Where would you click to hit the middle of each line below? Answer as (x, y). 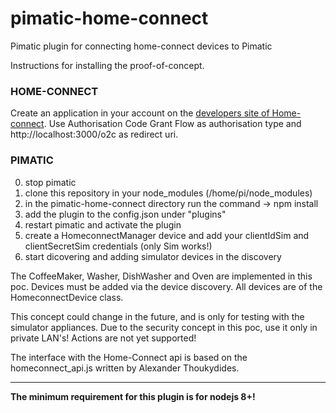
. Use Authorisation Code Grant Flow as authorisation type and (172, 124)
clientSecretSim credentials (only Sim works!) (118, 246)
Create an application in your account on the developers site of (140, 113)
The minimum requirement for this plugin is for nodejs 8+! (133, 396)
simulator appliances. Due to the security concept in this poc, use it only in (164, 327)
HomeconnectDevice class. (67, 297)
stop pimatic (50, 182)
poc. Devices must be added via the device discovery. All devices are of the (166, 286)
